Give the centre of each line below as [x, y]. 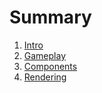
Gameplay [45, 55]
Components [50, 66]
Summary [50, 17]
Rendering [45, 77]
